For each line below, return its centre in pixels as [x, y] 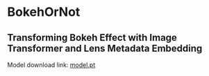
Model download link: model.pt [51, 65]
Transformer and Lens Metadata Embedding [105, 48]
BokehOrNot [44, 12]
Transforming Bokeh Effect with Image [92, 38]
